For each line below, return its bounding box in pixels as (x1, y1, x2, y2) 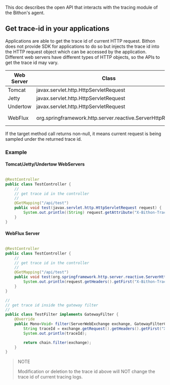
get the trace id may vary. (5, 59, 59, 66)
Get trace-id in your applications (5, 24, 110, 33)
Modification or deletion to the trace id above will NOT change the (17, 368, 155, 375)
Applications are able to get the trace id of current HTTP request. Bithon (5, 38, 156, 44)
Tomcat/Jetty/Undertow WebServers (5, 161, 85, 167)
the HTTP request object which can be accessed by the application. (5, 48, 147, 55)
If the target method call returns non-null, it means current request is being (5, 131, 161, 137)
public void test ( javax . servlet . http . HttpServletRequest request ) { (14, 205, 162, 210)
